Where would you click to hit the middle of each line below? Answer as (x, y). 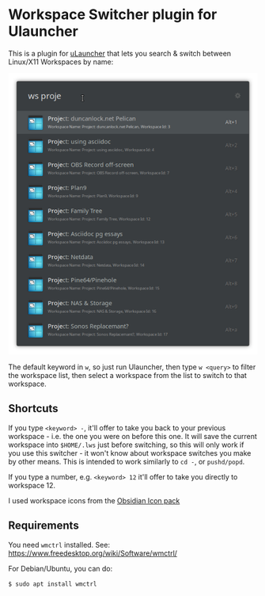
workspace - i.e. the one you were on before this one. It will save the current (132, 436)
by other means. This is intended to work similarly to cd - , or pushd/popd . (127, 461)
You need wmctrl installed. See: (59, 544)
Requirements (44, 526)
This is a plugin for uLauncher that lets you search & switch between (120, 53)
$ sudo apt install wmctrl (53, 584)
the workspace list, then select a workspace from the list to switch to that (128, 375)
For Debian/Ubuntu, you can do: (61, 568)
